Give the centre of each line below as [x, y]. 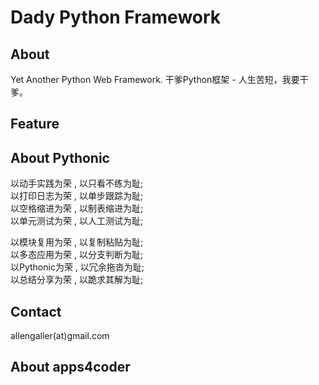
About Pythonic [60, 157]
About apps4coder [70, 367]
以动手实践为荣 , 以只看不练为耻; [77, 183]
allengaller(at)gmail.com [60, 336]
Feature [35, 124]
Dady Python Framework [116, 17]
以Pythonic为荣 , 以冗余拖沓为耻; [77, 267]
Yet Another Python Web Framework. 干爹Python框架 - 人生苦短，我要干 [159, 79]
